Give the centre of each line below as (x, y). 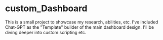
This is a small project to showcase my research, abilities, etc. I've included (81, 22)
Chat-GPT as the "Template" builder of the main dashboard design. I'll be (80, 27)
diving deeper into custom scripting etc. (46, 32)
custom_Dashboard (46, 9)
